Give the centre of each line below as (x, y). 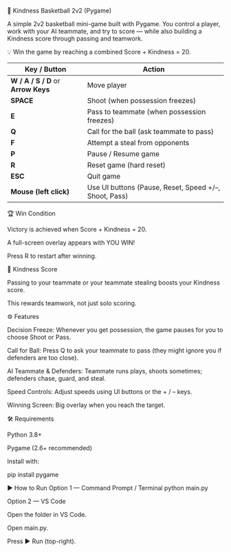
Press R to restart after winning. (52, 256)
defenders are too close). (43, 358)
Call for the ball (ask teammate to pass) (151, 132)
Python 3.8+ (25, 434)
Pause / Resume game (123, 154)
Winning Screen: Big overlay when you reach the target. (86, 405)
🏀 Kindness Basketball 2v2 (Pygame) (59, 11)
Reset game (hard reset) (126, 165)
